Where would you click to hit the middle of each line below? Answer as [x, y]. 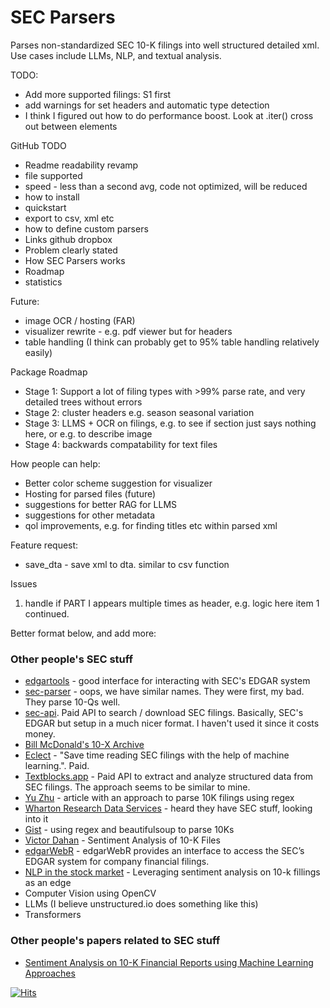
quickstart [45, 207]
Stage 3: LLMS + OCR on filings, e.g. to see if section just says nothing [170, 423]
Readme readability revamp [81, 165]
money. [40, 734]
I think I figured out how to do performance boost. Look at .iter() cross [169, 115]
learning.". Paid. [57, 766]
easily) [38, 352]
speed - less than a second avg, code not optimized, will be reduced [166, 186]
